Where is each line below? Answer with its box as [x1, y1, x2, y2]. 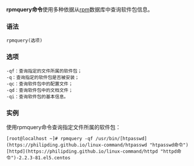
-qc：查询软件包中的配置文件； [6, 81, 74, 87]
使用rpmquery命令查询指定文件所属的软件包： [6, 123, 121, 130]
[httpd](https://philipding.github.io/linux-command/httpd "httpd [6, 148, 177, 155]
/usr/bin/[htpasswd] [95, 135, 147, 141]
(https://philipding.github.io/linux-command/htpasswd [6, 142, 147, 148]
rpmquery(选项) [6, 37, 43, 44]
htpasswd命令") [152, 142, 189, 148]
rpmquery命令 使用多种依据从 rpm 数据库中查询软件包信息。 [6, 6, 153, 13]
